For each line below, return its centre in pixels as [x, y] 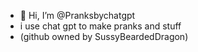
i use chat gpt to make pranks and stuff [100, 26]
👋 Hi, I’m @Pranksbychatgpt [77, 15]
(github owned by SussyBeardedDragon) [104, 36]
